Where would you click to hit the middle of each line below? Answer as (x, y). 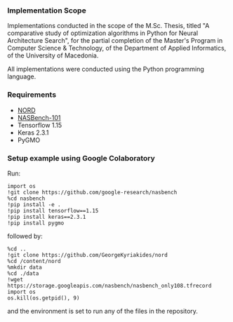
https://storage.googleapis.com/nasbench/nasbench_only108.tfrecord (109, 286)
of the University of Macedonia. (53, 55)
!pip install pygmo (36, 223)
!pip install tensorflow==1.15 (53, 210)
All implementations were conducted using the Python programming (106, 69)
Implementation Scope (47, 11)
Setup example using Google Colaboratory (81, 158)
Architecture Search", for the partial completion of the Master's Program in (115, 41)
